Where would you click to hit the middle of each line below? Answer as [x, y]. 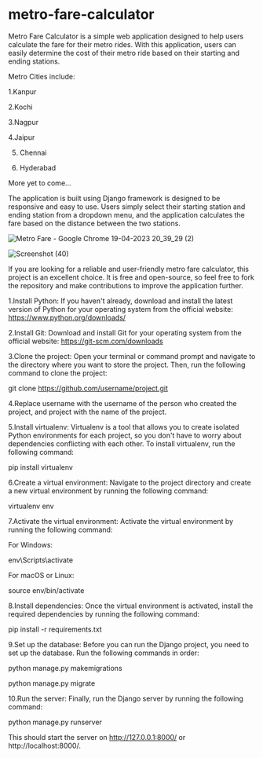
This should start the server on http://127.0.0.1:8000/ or [97, 737]
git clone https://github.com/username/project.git [88, 388]
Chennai [33, 152]
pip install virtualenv [40, 467]
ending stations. [34, 61]
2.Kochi [20, 107]
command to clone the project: [58, 373]
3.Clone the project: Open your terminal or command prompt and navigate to [132, 356]
